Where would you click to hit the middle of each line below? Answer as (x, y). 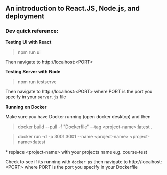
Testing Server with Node (33, 71)
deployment (25, 17)
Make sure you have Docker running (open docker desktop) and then (78, 116)
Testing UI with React (28, 42)
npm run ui (29, 52)
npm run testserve (37, 82)
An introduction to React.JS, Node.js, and (73, 8)
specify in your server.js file (36, 97)
